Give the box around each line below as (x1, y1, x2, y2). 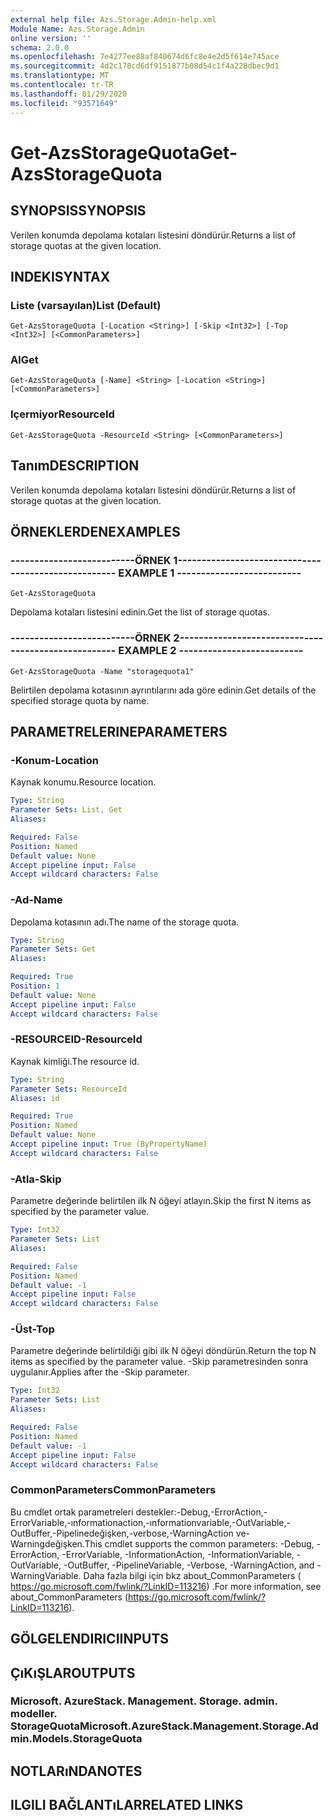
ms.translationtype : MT (10, 71, 110, 81)
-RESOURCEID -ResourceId (10, 1032, 143, 1046)
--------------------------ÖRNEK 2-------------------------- (10, 631, 305, 645)
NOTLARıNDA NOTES (10, 1762, 143, 1780)
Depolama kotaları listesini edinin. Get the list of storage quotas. (10, 606, 270, 618)
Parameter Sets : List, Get (10, 805, 123, 815)
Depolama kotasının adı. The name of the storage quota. (10, 916, 240, 928)
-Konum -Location (10, 753, 99, 767)
